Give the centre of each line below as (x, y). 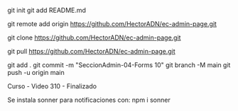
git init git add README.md (47, 10)
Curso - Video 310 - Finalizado (52, 86)
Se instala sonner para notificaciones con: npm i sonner (89, 100)
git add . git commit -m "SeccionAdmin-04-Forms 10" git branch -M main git (119, 65)
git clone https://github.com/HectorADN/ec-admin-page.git (94, 37)
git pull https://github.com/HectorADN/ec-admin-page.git (91, 51)
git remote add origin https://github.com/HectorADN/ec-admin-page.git (112, 24)
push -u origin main (36, 72)
